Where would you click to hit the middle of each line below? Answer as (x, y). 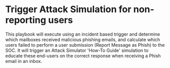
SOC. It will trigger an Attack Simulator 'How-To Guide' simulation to (77, 50)
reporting (26, 20)
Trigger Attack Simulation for (68, 9)
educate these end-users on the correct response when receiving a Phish (83, 56)
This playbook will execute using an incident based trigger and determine (83, 34)
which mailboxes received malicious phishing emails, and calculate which (83, 40)
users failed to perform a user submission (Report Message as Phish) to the (85, 45)
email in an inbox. (24, 61)
